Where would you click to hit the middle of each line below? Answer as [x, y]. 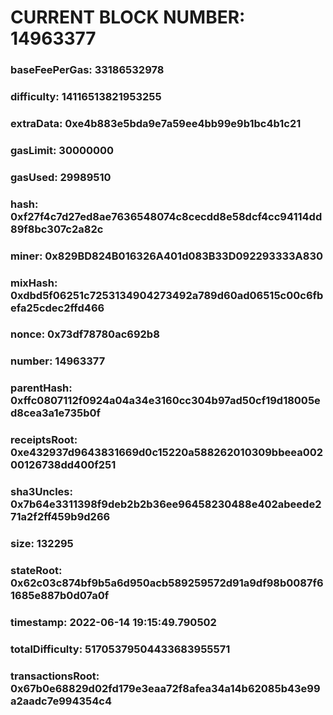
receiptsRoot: [44, 440]
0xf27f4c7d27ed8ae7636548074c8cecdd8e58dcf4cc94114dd [166, 216]
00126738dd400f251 [63, 465]
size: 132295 [42, 544]
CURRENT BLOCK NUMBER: [128, 17]
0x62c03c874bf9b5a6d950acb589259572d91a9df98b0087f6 [167, 583]
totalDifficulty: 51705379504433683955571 [120, 649]
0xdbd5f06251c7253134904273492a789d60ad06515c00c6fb [167, 295]
